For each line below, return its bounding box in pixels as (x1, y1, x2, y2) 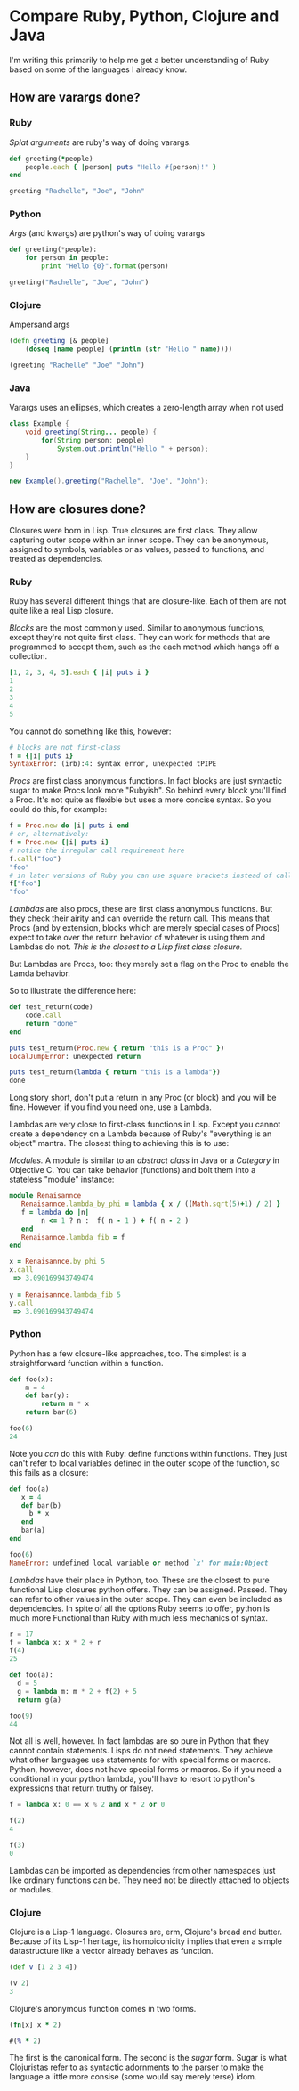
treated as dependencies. (9, 554, 103, 565)
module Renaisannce (9, 1192, 82, 1200)
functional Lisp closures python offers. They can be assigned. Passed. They (9, 1583, 288, 1595)
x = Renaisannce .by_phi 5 (9, 1257, 105, 1266)
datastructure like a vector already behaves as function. (9, 1946, 214, 1957)
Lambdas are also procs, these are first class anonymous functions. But (9, 904, 273, 915)
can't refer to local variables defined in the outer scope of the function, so (9, 1458, 280, 1469)
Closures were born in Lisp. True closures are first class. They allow (9, 525, 258, 536)
